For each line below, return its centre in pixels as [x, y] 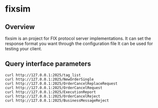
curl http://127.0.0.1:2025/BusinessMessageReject [57, 100]
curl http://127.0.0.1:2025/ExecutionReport [50, 92]
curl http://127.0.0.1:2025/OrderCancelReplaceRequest [61, 83]
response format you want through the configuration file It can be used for [79, 44]
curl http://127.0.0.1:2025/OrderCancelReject [53, 96]
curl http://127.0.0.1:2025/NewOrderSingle [50, 79]
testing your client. [24, 49]
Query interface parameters [48, 64]
